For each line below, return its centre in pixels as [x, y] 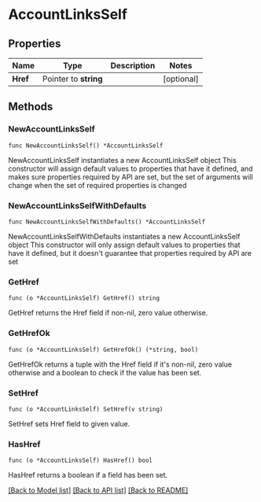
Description [133, 66]
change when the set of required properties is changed [97, 185]
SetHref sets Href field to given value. [69, 423]
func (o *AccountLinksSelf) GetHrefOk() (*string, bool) [103, 349]
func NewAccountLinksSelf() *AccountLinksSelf [86, 146]
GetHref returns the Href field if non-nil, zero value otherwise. [108, 313]
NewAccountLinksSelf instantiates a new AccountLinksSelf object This [123, 160]
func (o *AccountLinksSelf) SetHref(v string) [86, 409]
